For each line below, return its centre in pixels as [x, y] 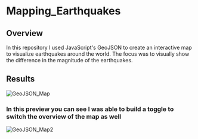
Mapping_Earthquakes [64, 11]
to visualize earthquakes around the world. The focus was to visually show [98, 54]
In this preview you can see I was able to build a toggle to [90, 109]
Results [21, 79]
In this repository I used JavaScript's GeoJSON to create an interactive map [99, 47]
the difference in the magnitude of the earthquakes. [69, 60]
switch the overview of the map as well [64, 116]
